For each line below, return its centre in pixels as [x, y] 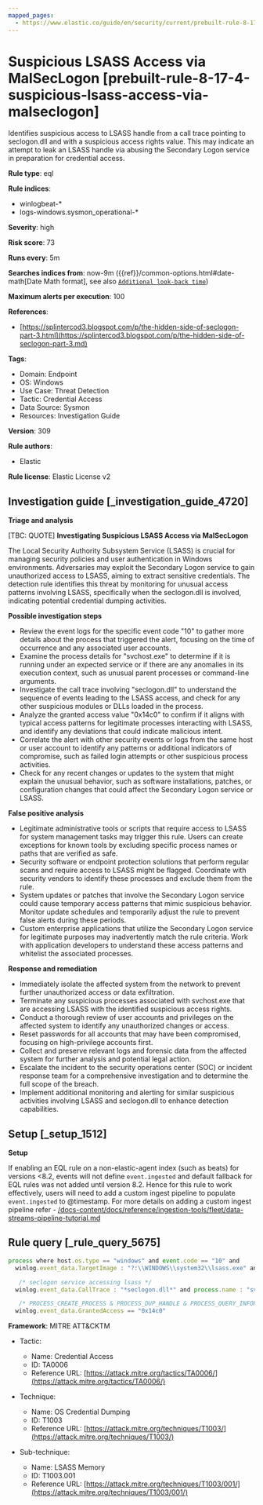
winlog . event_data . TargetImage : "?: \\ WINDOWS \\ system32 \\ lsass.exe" [131, 1268]
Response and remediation [53, 969]
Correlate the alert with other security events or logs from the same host [136, 740]
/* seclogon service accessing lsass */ [85, 1282]
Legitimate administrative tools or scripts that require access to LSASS [133, 828]
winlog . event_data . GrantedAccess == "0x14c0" [91, 1311]
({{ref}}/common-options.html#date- [175, 273]
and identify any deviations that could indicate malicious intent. [121, 732]
